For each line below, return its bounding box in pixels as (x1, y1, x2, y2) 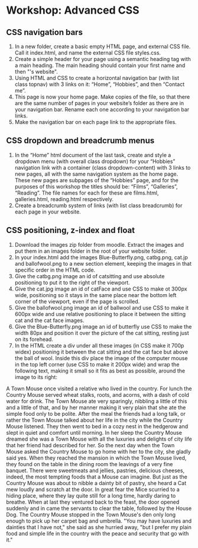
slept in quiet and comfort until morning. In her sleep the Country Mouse (6, 429, 182, 436)
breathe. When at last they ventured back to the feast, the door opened (6, 498, 180, 505)
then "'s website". (14, 68, 58, 75)
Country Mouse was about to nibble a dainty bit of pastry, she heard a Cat (6, 479, 187, 486)
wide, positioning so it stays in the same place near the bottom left (14, 291, 177, 298)
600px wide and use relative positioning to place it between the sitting (14, 310, 186, 317)
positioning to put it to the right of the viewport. (14, 279, 130, 286)
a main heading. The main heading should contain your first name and (14, 62, 186, 69)
